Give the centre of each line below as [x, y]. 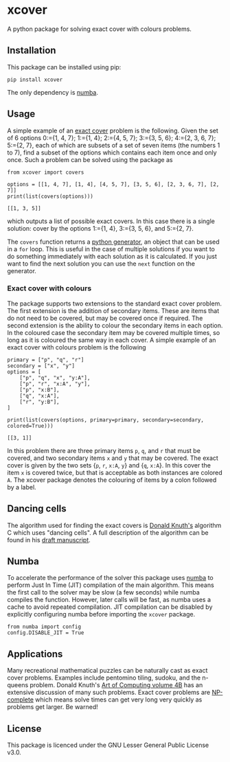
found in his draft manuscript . [49, 540]
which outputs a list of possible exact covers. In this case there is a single [111, 221]
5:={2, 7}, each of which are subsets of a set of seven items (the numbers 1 [114, 145]
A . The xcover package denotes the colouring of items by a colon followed [112, 480]
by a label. [22, 487]
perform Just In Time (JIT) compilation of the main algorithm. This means [111, 585]
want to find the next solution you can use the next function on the [101, 264]
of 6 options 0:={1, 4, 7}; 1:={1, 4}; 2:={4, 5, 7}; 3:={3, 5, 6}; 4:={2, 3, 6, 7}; [112, 138]
